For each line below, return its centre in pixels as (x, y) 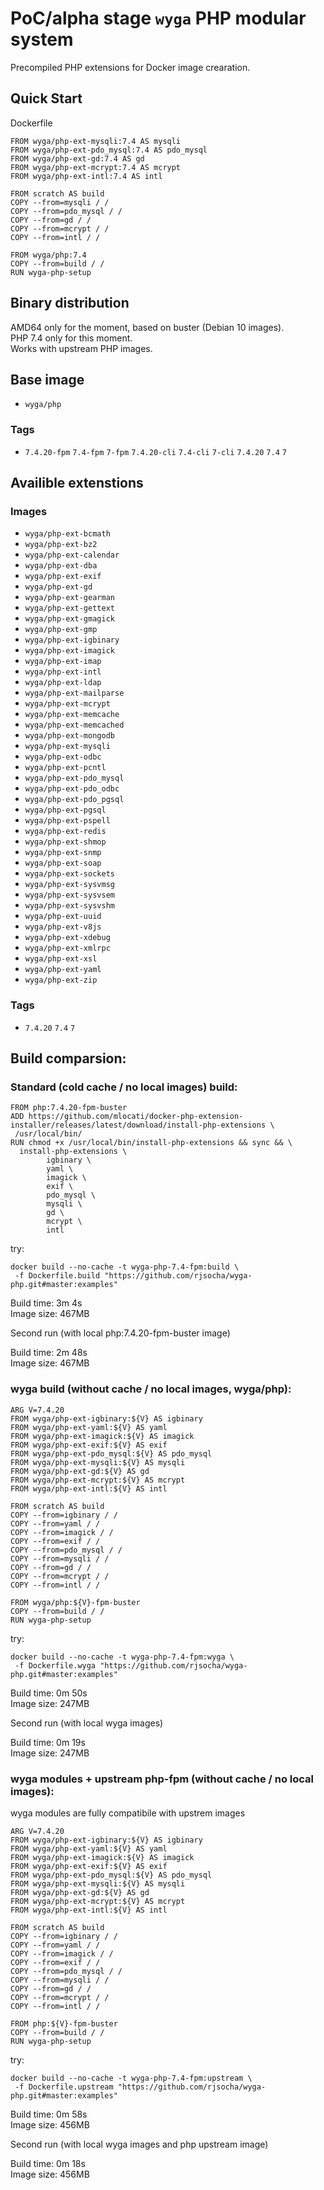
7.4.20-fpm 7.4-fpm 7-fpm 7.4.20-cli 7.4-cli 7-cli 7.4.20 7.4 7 (155, 452)
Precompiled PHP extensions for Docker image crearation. (130, 67)
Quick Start (46, 98)
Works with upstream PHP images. (81, 348)
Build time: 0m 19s (48, 1742)
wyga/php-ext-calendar (72, 555)
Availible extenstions (77, 483)
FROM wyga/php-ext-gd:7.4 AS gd (77, 158)
